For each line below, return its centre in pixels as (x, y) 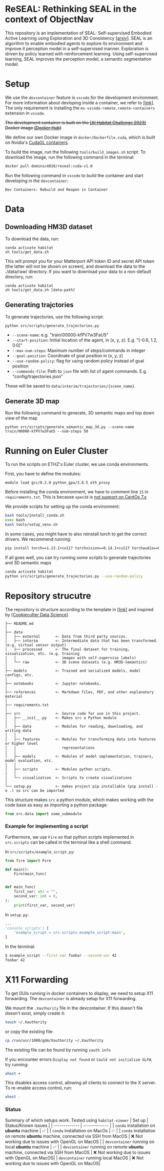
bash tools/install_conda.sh (35, 516)
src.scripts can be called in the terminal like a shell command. (69, 842)
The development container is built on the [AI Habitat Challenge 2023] (76, 122)
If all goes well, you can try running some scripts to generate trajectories (78, 557)
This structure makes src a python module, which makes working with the (79, 800)
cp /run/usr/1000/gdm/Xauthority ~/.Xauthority (54, 1040)
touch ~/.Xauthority (26, 1022)
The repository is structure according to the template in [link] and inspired (79, 609)
